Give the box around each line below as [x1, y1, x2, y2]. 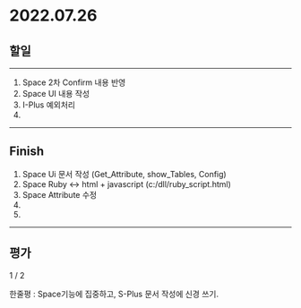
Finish [9, 144, 45, 159]
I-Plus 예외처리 [21, 99, 76, 110]
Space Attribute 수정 [21, 189, 97, 200]
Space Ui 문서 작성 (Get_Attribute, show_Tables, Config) [21, 168, 227, 179]
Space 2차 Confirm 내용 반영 [21, 77, 126, 88]
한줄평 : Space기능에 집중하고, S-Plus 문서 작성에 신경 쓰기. [9, 288, 219, 299]
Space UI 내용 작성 [21, 89, 90, 98]
